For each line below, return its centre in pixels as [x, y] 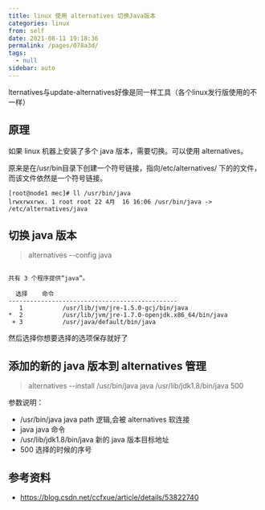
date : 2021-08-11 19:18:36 [53, 38]
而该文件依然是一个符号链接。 [57, 178]
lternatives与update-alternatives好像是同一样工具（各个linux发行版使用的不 [133, 92]
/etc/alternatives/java [48, 209]
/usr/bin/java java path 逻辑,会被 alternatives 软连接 [105, 420]
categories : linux [39, 23]
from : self [26, 31]
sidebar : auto [32, 68]
